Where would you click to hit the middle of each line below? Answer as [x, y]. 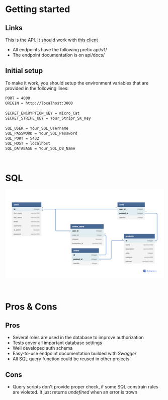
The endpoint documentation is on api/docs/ [58, 55]
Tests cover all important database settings [57, 343]
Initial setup [24, 71]
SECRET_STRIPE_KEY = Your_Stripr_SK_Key [48, 118]
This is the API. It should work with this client [52, 40]
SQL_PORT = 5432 [22, 138]
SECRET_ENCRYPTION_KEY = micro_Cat [43, 113]
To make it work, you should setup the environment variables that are [77, 83]
